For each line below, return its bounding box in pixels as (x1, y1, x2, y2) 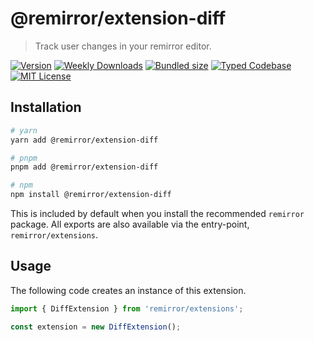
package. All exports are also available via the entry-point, (10, 218, 250, 230)
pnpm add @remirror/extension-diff (10, 162, 159, 172)
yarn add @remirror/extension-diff (10, 135, 159, 145)
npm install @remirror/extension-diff (10, 190, 172, 200)
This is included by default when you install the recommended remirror (10, 208, 305, 219)
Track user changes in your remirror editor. (34, 40, 212, 52)
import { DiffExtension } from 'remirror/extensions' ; (10, 303, 244, 314)
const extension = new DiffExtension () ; (10, 322, 182, 332)
